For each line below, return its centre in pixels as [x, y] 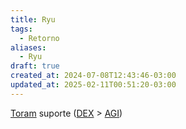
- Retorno [39, 38]
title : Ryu [33, 19]
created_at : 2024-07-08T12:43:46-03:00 [93, 76]
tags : [21, 29]
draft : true [35, 66]
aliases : [28, 47]
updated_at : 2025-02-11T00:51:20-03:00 [93, 85]
